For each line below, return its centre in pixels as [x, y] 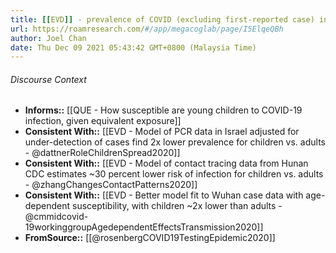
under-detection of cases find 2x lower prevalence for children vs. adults [175, 142]
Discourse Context [48, 79]
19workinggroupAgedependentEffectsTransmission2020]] [144, 227]
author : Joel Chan [48, 38]
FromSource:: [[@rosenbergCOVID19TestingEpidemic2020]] [150, 238]
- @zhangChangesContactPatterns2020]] [111, 185]
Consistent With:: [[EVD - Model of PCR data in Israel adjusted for [162, 132]
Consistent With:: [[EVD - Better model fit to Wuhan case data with [164, 195]
